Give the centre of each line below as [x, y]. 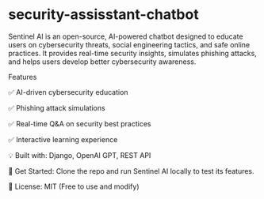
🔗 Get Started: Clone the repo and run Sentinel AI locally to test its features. [132, 171]
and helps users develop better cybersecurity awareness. [102, 62]
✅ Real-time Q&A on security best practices [80, 123]
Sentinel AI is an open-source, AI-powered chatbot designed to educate [126, 36]
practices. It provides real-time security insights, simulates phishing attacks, [133, 53]
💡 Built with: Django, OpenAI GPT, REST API [80, 155]
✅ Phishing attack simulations [57, 107]
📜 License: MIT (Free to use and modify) [74, 186]
